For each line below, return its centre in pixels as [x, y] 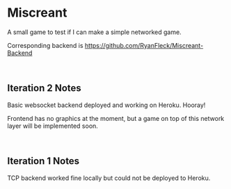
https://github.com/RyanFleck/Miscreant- [144, 45]
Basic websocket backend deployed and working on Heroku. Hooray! [106, 105]
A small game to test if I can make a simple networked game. [95, 32]
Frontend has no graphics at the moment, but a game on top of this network [116, 118]
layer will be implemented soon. [53, 126]
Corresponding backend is [45, 45]
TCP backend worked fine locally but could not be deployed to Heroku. [109, 178]
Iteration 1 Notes [43, 161]
